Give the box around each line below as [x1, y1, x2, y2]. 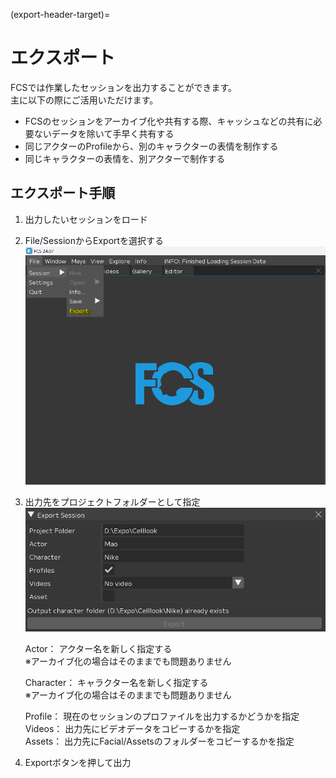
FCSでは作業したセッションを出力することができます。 [10, 81, 238, 93]
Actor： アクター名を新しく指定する [24, 642, 173, 654]
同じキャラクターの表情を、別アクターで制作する [24, 152, 226, 164]
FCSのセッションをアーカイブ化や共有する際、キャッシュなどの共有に [24, 115, 314, 127]
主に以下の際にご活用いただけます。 [10, 94, 159, 106]
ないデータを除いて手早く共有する [33, 127, 175, 139]
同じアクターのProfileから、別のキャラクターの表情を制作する [24, 140, 279, 152]
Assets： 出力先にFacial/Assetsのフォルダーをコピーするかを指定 [24, 735, 295, 747]
